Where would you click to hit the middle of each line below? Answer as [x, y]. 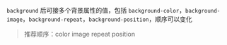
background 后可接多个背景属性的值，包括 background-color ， [96, 10]
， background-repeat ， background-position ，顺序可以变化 [107, 19]
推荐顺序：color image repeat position [80, 34]
